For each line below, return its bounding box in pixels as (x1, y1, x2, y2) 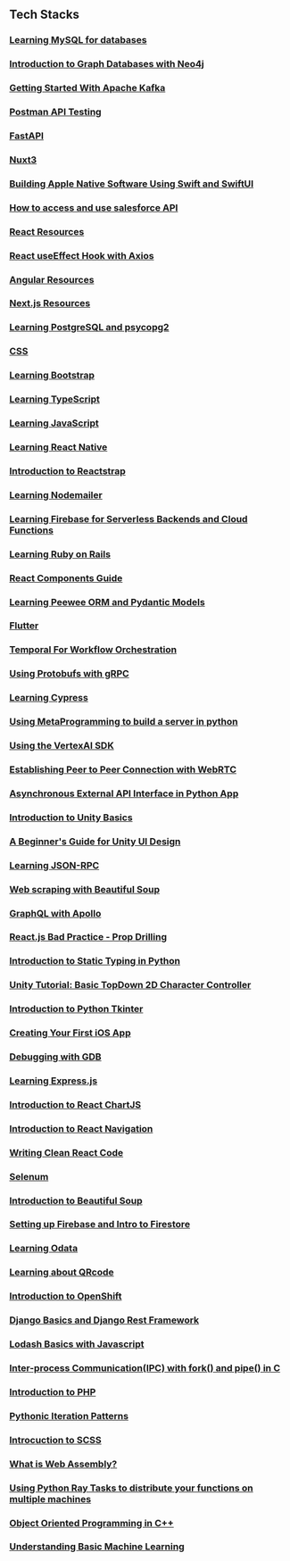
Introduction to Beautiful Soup (9, 1194, 143, 1207)
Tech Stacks (9, 7, 80, 22)
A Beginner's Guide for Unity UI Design (9, 834, 181, 847)
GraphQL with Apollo (9, 907, 102, 919)
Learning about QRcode (9, 1266, 114, 1279)
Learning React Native (9, 441, 108, 453)
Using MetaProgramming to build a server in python (9, 716, 238, 728)
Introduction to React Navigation (9, 1122, 153, 1134)
